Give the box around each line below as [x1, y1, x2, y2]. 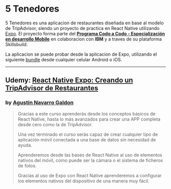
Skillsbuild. [5, 41, 28, 47]
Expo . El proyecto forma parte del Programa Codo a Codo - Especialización [5, 30, 165, 36]
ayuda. [17, 142, 33, 148]
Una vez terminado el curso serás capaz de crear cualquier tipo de [17, 131, 158, 137]
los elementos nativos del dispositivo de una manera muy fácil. [17, 178, 150, 184]
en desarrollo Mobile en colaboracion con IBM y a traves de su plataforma [5, 36, 162, 42]
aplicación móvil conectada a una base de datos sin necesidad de [17, 136, 156, 142]
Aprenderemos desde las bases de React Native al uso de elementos [17, 152, 162, 158]
